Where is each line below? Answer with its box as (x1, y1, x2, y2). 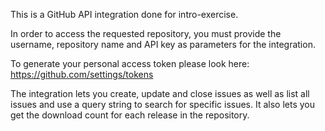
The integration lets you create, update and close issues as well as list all (10, 88, 310, 99)
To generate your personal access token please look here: (10, 58, 250, 69)
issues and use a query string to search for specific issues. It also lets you (10, 99, 316, 110)
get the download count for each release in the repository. (10, 109, 250, 121)
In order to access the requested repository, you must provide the (10, 28, 282, 39)
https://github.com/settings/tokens (10, 69, 154, 80)
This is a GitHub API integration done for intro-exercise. (10, 9, 239, 20)
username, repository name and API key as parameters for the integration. (10, 39, 316, 50)
